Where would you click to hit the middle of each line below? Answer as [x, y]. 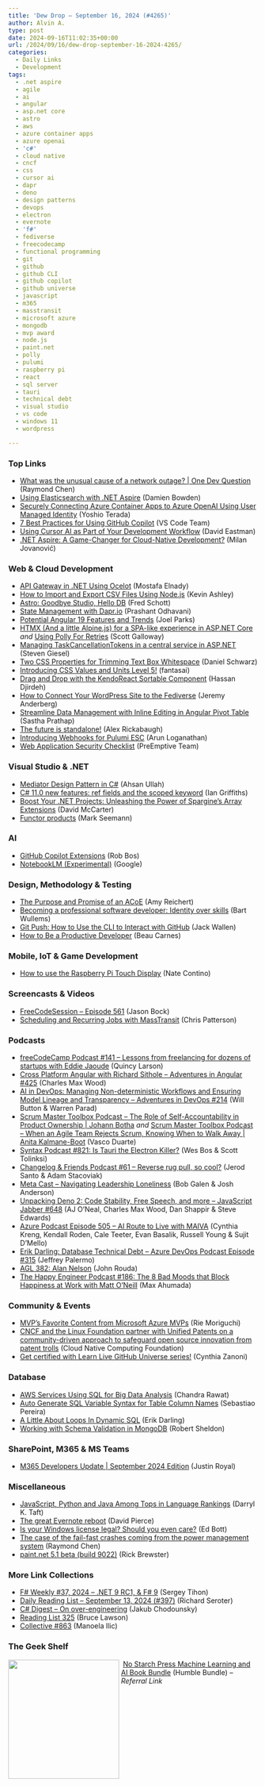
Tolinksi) [33, 1159]
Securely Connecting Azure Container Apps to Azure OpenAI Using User [138, 505]
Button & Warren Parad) [58, 1108]
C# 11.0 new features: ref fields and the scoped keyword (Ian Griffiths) [134, 792]
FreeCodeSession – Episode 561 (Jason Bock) [95, 1011]
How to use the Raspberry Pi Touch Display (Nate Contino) [115, 974]
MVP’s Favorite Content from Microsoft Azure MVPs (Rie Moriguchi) [130, 1323]
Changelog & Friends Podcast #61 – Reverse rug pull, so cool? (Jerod [132, 1167]
